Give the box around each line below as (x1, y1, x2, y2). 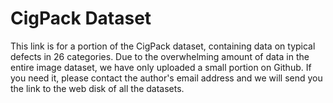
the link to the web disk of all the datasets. (10, 82, 185, 94)
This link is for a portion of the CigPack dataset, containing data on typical (10, 40, 316, 52)
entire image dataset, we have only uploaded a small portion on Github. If (10, 61, 312, 73)
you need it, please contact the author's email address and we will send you (10, 72, 323, 84)
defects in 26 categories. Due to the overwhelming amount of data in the (10, 50, 310, 62)
